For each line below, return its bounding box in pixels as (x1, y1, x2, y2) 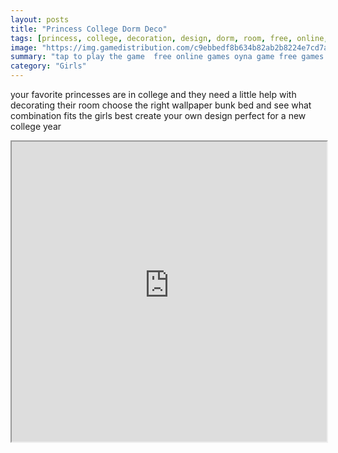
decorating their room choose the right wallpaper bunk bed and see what (10, 99, 312, 111)
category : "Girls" (10, 61, 87, 71)
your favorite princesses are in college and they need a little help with (10, 89, 297, 100)
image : (10, 42, 38, 53)
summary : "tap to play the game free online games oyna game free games (10, 52, 325, 62)
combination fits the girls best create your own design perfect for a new (10, 110, 307, 121)
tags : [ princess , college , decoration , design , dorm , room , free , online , (10, 33, 329, 43)
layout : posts (10, 14, 70, 25)
